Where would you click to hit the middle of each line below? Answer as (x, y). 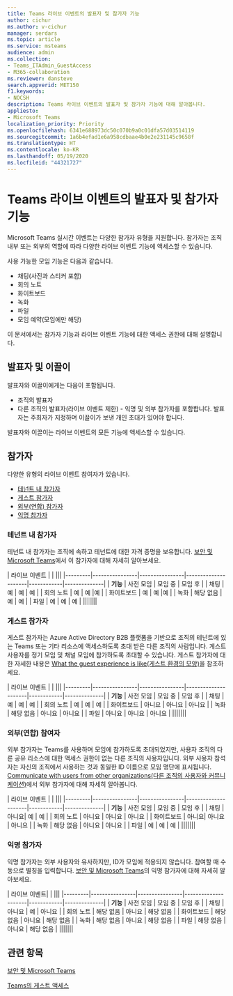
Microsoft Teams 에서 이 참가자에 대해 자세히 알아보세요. (84, 560)
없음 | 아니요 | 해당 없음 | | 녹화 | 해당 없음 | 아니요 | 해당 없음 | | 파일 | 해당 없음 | (116, 920)
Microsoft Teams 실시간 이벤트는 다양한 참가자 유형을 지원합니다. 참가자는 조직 (115, 237)
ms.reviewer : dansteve (40, 78)
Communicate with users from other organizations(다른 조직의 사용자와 (107, 776)
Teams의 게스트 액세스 (38, 986)
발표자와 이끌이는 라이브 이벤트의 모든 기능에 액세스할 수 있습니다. (96, 432)
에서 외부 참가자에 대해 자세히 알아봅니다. (82, 784)
